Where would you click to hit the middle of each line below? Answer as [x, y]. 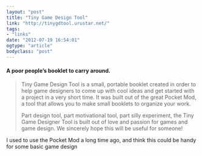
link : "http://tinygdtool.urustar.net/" [58, 23]
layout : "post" [25, 12]
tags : [13, 29]
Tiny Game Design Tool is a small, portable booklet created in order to [108, 84]
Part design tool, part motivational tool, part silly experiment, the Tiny [107, 115]
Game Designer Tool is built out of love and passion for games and [104, 121]
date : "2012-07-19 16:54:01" [43, 40]
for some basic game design [42, 146]
